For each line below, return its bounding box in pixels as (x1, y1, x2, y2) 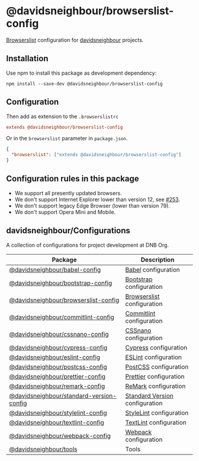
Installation (6, 53, 49, 63)
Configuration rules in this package (6, 174, 139, 184)
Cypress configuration (125, 343, 188, 351)
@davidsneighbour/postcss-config (9, 363, 108, 371)
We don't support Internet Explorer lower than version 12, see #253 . (14, 196, 181, 203)
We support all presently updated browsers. (14, 189, 123, 196)
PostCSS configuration (125, 363, 189, 371)
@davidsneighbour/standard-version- (9, 392, 117, 400)
